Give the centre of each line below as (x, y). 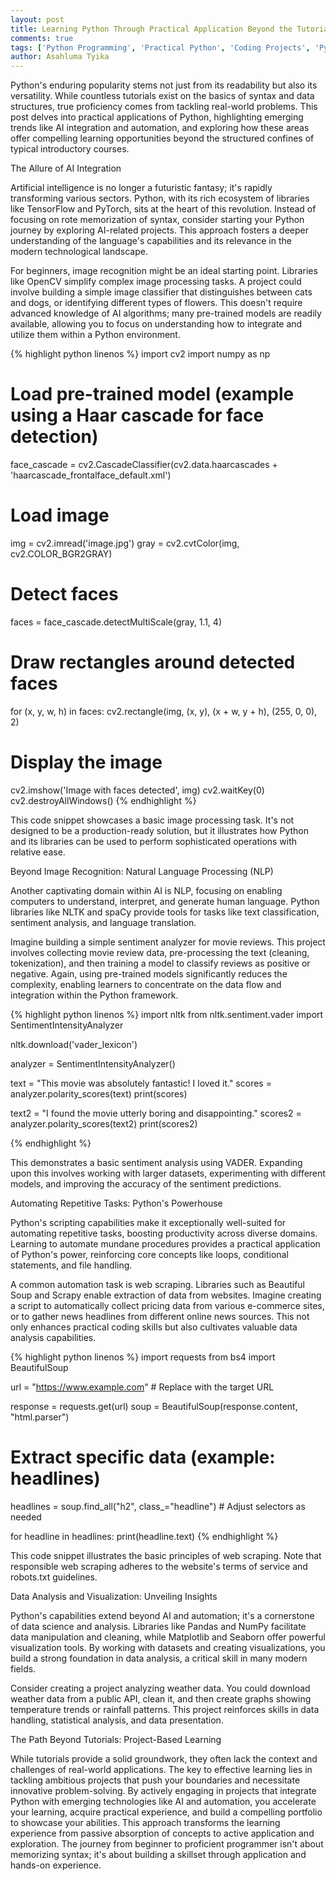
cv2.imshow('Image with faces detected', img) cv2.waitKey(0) (137, 790)
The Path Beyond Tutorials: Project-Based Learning (116, 1739)
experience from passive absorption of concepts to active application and (162, 1833)
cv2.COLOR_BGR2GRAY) (61, 554)
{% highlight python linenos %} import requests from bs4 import (143, 1357)
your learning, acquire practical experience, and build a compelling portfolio (166, 1812)
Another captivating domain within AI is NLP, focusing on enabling (146, 890)
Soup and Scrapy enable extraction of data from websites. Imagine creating (166, 1295)
